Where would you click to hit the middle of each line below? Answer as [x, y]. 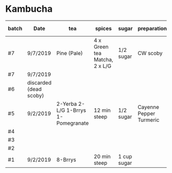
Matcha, [104, 60]
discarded [39, 83]
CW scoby [150, 53]
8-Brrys [66, 160]
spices [103, 28]
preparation [152, 28]
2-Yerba [67, 104]
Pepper [146, 113]
